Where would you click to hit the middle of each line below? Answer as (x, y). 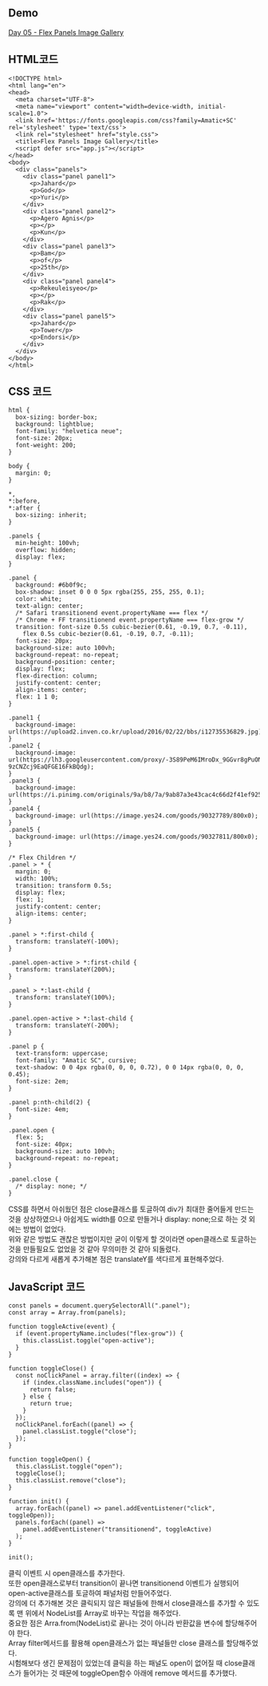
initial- (212, 106)
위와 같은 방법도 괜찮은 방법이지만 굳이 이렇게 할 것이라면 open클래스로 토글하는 (132, 1239)
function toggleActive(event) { (62, 1327)
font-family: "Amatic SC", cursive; (76, 1061)
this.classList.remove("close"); (71, 1481)
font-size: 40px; (44, 1145)
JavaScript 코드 (47, 1287)
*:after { (25, 508)
